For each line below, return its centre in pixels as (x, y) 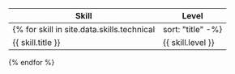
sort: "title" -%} (192, 29)
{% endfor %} (32, 62)
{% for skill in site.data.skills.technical (84, 29)
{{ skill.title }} (36, 42)
